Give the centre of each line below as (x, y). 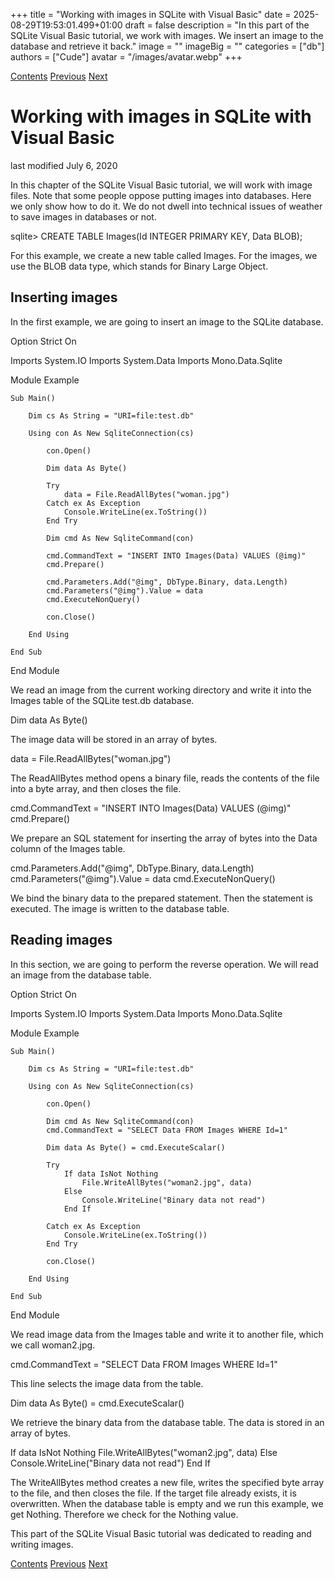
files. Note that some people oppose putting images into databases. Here (161, 195)
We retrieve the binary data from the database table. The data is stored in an (167, 1422)
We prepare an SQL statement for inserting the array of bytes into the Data (164, 838)
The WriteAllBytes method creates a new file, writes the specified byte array (167, 1482)
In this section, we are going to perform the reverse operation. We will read (164, 964)
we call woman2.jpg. (53, 1345)
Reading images (61, 940)
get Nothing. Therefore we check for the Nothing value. (124, 1514)
